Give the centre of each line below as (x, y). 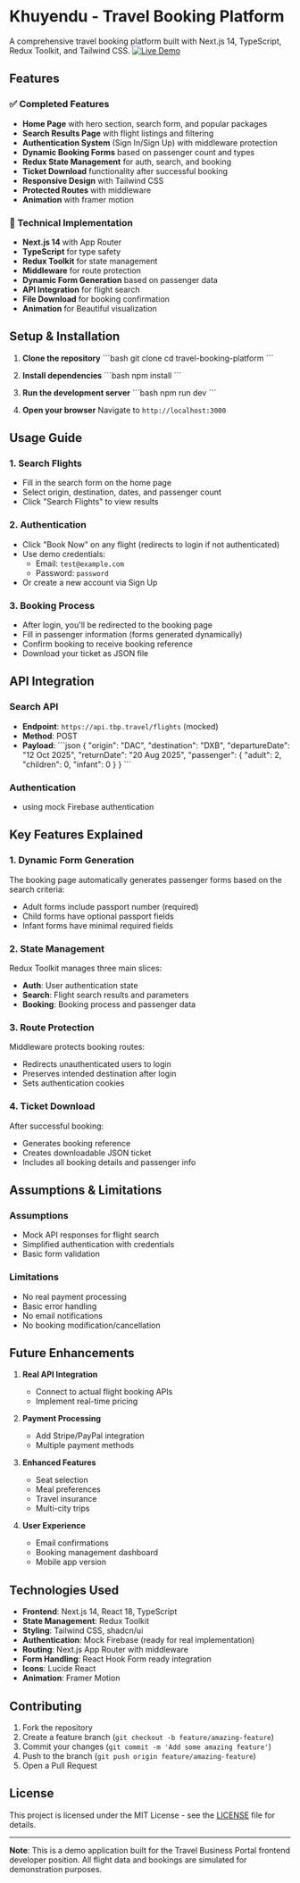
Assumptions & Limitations (86, 1190)
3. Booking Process (52, 605)
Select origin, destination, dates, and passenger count (121, 492)
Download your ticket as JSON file (85, 654)
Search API (34, 707)
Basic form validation (61, 1254)
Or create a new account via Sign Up (90, 582)
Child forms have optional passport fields (98, 916)
